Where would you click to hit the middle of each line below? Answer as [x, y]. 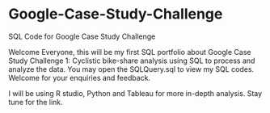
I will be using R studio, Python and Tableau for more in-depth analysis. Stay [135, 93]
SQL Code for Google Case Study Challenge [82, 36]
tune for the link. [36, 102]
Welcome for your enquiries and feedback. [80, 77]
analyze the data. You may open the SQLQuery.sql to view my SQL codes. [131, 69]
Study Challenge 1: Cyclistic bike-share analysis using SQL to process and [132, 61]
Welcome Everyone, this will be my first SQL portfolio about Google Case [130, 52]
